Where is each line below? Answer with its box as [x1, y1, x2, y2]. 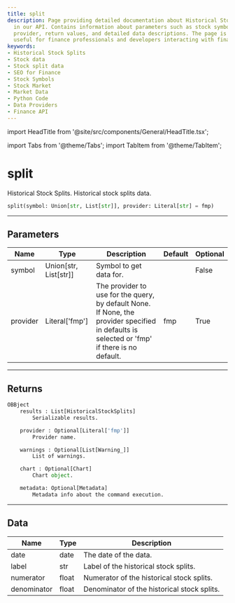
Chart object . [32, 472, 73, 479]
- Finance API [7, 108, 49, 115]
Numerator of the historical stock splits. [83, 573, 213, 583]
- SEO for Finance [7, 69, 61, 76]
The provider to [96, 281, 147, 291]
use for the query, [96, 290, 155, 300]
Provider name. [32, 433, 77, 441]
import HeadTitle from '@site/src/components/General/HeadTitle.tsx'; [7, 127, 209, 135]
